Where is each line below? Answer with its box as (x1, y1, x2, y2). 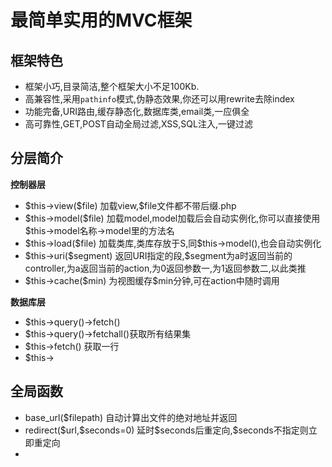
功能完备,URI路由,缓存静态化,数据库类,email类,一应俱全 (24, 106, 250, 117)
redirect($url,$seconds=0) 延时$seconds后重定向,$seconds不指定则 (24, 424, 309, 436)
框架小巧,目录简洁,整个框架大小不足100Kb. (24, 81, 200, 92)
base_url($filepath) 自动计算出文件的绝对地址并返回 (24, 411, 238, 423)
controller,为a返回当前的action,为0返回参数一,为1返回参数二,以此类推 (24, 262, 307, 274)
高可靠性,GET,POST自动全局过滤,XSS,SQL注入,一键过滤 (24, 118, 253, 130)
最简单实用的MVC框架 (10, 9, 193, 32)
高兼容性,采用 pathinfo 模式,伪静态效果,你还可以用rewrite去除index (24, 93, 295, 105)
